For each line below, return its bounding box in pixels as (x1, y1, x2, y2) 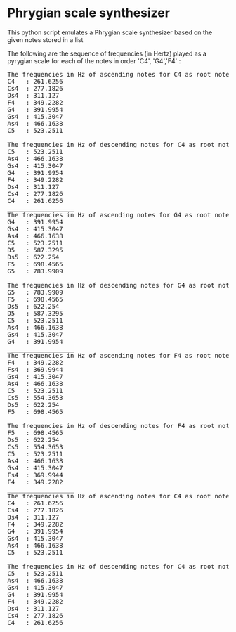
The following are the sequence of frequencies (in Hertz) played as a (7, 49, 207, 58)
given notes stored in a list (7, 35, 84, 44)
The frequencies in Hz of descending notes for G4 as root (7, 281, 216, 289)
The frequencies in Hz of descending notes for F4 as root (7, 422, 216, 430)
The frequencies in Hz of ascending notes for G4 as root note (7, 211, 230, 219)
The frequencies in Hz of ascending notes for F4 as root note (7, 352, 230, 359)
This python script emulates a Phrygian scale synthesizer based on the (7, 28, 213, 37)
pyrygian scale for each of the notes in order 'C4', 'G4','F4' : (7, 56, 181, 65)
